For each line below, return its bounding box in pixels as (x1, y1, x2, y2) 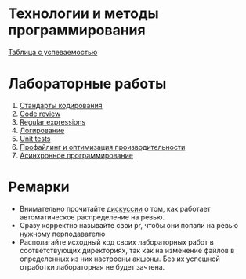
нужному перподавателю (19, 229, 106, 238)
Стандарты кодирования (19, 100, 103, 110)
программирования (8, 21, 147, 39)
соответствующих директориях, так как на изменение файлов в (19, 245, 235, 255)
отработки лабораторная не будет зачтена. (19, 262, 165, 271)
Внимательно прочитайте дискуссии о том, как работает (19, 204, 212, 213)
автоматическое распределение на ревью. (19, 212, 165, 222)
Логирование (19, 125, 65, 135)
